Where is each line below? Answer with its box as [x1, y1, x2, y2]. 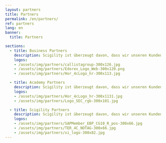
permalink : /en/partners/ [5, 16, 58, 21]
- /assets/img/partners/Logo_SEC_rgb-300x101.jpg [14, 98, 119, 104]
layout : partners [5, 7, 41, 12]
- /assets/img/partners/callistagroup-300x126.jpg [14, 62, 121, 67]
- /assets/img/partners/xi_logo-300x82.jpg [14, 130, 105, 135]
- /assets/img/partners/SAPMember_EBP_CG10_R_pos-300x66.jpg [14, 121, 142, 126]
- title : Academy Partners [9, 80, 65, 85]
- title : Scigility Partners [9, 107, 70, 112]
